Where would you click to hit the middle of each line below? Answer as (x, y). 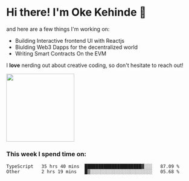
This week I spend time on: (46, 154)
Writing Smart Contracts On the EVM (61, 53)
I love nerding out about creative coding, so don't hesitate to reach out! (95, 65)
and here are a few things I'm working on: (58, 29)
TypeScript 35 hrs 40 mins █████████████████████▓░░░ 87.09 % (93, 167)
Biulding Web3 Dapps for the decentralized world (76, 47)
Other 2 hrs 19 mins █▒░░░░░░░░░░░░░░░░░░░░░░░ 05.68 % (93, 172)
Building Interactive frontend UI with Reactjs (70, 40)
